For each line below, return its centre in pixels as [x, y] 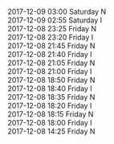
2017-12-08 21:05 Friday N [51, 63]
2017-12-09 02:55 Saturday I [55, 20]
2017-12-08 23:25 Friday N [52, 29]
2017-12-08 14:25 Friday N [51, 131]
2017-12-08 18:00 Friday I [50, 123]
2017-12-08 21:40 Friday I [50, 54]
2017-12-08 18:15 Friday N [51, 114]
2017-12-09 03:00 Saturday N [57, 12]
